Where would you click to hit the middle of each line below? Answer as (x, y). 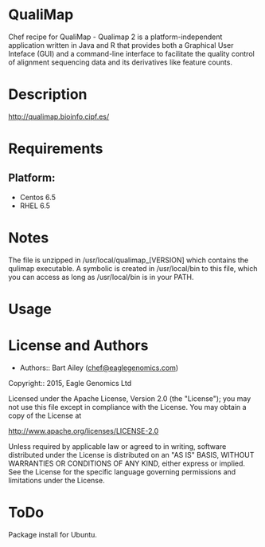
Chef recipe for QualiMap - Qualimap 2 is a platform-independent (115, 37)
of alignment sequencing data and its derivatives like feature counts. (121, 62)
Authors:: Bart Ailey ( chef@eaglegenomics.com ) (99, 368)
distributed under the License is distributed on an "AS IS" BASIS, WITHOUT (131, 455)
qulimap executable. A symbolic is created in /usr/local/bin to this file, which (133, 268)
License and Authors (78, 346)
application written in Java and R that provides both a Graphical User (121, 45)
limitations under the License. (57, 480)
